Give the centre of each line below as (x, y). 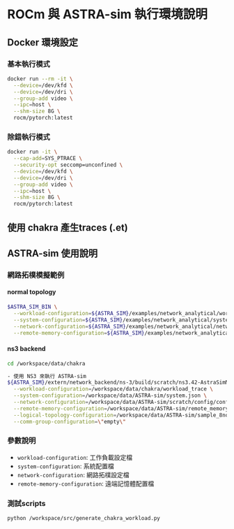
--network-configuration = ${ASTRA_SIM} (70, 326)
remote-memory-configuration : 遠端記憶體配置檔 (86, 484)
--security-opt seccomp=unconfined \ (68, 165)
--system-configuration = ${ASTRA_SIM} (68, 320)
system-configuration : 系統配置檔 (65, 466)
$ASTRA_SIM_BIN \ (32, 307)
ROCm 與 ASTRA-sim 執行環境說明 (107, 14)
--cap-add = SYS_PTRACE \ (48, 159)
